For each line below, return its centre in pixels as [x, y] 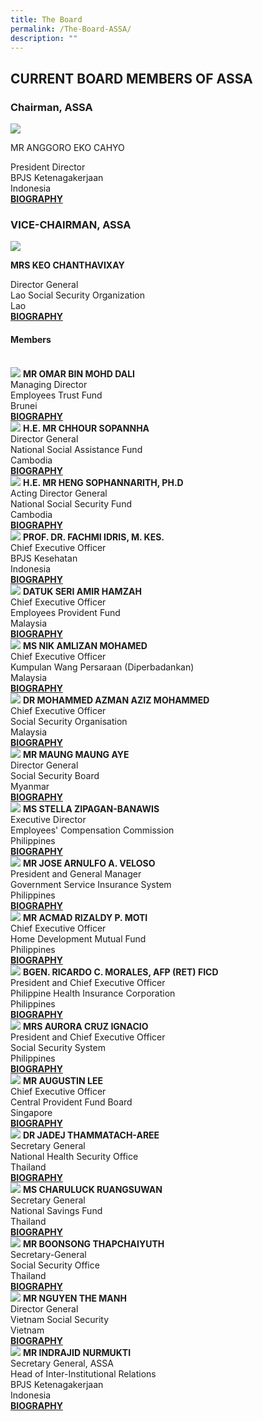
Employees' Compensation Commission [92, 830]
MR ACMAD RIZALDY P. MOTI [85, 917]
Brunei [24, 405]
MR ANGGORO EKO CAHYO [67, 148]
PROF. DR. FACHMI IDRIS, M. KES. [93, 537]
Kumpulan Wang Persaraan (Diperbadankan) [102, 667]
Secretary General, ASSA [62, 1363]
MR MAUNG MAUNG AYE [76, 754]
